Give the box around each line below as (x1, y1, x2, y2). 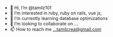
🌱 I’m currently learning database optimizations (10, 15, 108, 21)
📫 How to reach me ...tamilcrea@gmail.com (10, 26, 101, 32)
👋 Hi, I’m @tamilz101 (10, 5, 52, 10)
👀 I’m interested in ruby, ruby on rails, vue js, (10, 10, 102, 16)
